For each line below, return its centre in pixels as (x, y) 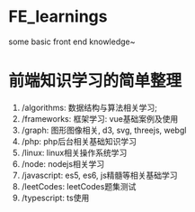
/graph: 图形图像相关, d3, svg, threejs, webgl (104, 130)
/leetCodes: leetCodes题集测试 (79, 186)
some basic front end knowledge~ (72, 41)
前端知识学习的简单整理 (95, 81)
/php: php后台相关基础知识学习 (79, 141)
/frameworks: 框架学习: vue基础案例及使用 (100, 118)
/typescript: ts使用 (55, 198)
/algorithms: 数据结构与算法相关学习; (89, 107)
